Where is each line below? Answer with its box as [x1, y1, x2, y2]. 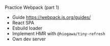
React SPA [12, 20, 34, 26]
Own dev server [12, 36, 46, 42]
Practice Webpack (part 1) [5, 5, 60, 10]
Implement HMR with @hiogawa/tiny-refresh [12, 31, 105, 36]
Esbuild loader [12, 25, 43, 31]
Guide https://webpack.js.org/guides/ [12, 14, 91, 20]
